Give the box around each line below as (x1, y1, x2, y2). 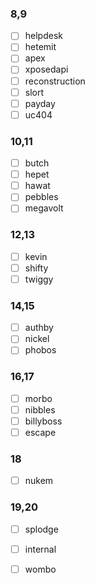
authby (24, 322, 54, 334)
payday (24, 97, 56, 109)
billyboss (24, 415, 63, 427)
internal (24, 543, 57, 555)
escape (24, 426, 57, 438)
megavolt (24, 202, 64, 214)
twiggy (24, 273, 54, 285)
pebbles (24, 191, 59, 203)
